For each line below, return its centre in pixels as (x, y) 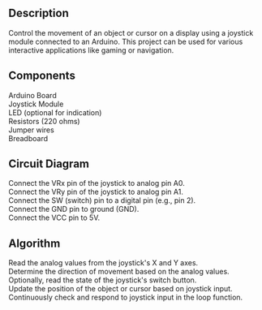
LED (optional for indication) (55, 112)
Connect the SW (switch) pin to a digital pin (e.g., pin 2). (102, 200)
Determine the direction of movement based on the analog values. (119, 272)
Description (39, 13)
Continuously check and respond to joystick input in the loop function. (126, 297)
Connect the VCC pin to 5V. (54, 217)
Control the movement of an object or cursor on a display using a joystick (131, 32)
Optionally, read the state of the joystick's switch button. (103, 280)
